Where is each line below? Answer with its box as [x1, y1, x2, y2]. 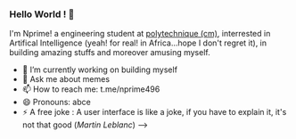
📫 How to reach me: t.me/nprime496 [21, 84, 160, 94]
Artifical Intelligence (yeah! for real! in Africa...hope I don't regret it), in [9, 37, 267, 48]
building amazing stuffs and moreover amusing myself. [9, 47, 211, 58]
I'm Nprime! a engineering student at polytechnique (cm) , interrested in [9, 29, 271, 39]
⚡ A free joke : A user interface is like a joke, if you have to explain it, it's [21, 107, 287, 118]
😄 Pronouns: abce [21, 97, 91, 108]
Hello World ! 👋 [9, 8, 75, 20]
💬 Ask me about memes [21, 74, 110, 85]
